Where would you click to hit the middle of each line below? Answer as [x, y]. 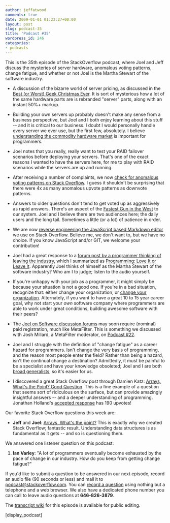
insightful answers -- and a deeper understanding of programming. [83, 397]
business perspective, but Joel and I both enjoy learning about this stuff [88, 119]
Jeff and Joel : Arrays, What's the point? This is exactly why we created [87, 422]
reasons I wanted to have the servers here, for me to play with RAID [83, 162]
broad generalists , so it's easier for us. [53, 371]
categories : [18, 43]
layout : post [19, 24]
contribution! [26, 245]
